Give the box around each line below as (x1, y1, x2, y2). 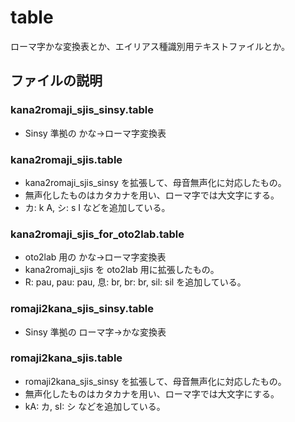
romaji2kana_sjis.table (10, 351, 123, 365)
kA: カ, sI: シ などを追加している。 (24, 400, 166, 412)
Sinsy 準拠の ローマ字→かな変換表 (24, 326, 167, 338)
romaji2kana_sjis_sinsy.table (10, 302, 155, 316)
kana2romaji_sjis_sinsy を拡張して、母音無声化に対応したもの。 (24, 176, 287, 188)
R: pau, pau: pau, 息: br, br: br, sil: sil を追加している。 (24, 276, 247, 288)
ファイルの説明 (10, 72, 103, 90)
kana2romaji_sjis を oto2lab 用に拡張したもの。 (24, 264, 220, 276)
